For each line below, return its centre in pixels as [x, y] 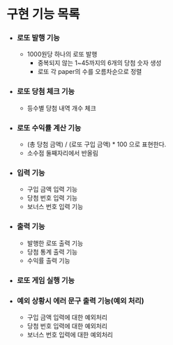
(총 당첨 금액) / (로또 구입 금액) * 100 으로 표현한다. [97, 144]
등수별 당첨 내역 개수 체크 [62, 108]
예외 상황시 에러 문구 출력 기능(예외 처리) [80, 300]
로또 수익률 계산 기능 [49, 128]
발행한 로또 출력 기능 [55, 243]
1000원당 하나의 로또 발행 [62, 54]
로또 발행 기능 [38, 38]
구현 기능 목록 [43, 14]
